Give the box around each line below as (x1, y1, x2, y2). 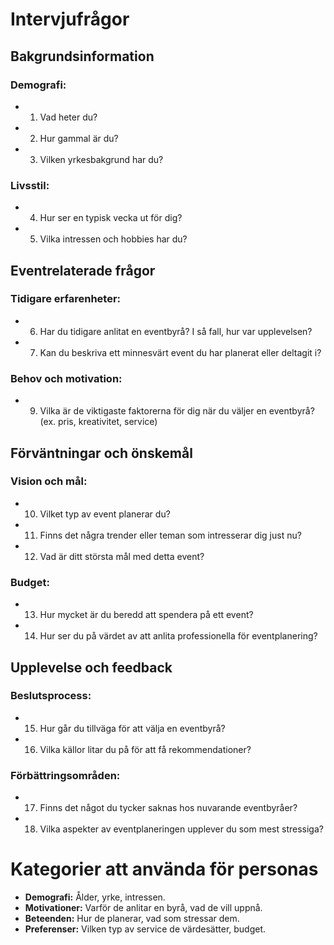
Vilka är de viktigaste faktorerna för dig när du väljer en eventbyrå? (39, 405, 315, 417)
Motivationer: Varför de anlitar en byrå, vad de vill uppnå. (24, 902, 263, 914)
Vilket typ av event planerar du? (39, 508, 171, 520)
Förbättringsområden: (10, 768, 121, 782)
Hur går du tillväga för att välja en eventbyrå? (39, 722, 226, 734)
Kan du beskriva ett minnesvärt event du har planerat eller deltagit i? (39, 346, 322, 358)
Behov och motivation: (10, 371, 123, 385)
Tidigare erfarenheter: (10, 292, 122, 306)
